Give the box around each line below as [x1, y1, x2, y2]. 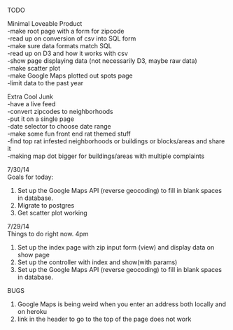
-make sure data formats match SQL [7, 42, 112, 50]
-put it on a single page [7, 115, 75, 123]
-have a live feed [7, 100, 56, 108]
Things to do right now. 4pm [7, 230, 89, 238]
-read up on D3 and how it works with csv [7, 49, 128, 57]
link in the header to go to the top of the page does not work [17, 315, 192, 323]
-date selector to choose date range [7, 122, 112, 130]
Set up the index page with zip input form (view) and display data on [17, 243, 215, 251]
